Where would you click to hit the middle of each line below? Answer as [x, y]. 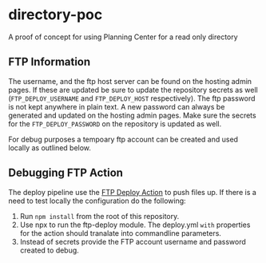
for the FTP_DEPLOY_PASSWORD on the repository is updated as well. [115, 124]
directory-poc [56, 15]
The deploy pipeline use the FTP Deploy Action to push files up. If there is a [133, 192]
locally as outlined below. [50, 147]
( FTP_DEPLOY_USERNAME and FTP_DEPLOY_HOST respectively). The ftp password [132, 98]
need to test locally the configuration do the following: [97, 201]
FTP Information [50, 62]
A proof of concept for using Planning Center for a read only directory [123, 37]
